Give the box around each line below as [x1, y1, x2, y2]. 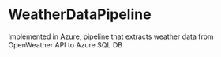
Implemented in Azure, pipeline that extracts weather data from [8, 32, 215, 41]
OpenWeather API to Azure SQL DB [8, 40, 123, 49]
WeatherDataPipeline [8, 6, 152, 24]
